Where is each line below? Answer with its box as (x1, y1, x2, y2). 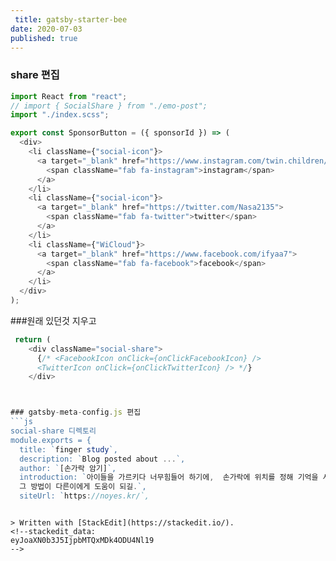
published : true (10, 33, 78, 43)
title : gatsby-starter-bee (14, 14, 128, 25)
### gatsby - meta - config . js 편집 (10, 407, 142, 418)
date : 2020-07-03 (10, 24, 83, 34)
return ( (14, 334, 52, 345)
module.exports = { (10, 435, 92, 445)
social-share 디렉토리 (10, 426, 97, 436)
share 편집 (10, 68, 60, 82)
